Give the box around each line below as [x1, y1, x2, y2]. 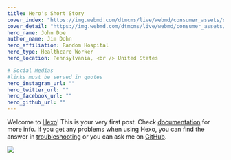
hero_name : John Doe [7, 29, 67, 36]
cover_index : [7, 16, 45, 23]
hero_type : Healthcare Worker [7, 49, 94, 56]
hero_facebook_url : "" [7, 93, 72, 100]
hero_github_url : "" [7, 99, 67, 106]
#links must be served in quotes [7, 73, 103, 80]
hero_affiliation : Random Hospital [7, 42, 109, 49]
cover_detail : [7, 23, 48, 30]
